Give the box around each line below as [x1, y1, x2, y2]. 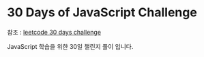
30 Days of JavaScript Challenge [7, 5, 198, 20]
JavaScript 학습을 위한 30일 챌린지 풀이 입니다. [7, 42, 134, 50]
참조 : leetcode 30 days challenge [7, 28, 101, 36]
